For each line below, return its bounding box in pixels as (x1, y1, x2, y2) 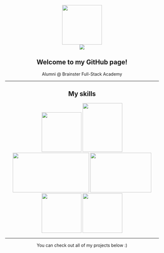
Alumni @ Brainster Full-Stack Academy (41, 71, 123, 77)
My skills (68, 90, 96, 98)
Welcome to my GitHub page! (36, 58, 128, 66)
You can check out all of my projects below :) (36, 242, 128, 248)
